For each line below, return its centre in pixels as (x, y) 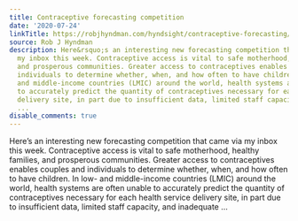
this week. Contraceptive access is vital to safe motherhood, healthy (134, 150)
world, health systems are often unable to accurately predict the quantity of (147, 188)
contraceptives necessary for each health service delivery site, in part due (145, 198)
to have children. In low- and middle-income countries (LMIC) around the (143, 179)
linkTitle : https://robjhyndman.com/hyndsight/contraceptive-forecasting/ (150, 34)
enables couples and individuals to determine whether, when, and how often (149, 170)
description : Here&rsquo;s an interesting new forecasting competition (144, 50)
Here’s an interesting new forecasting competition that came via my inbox (143, 141)
